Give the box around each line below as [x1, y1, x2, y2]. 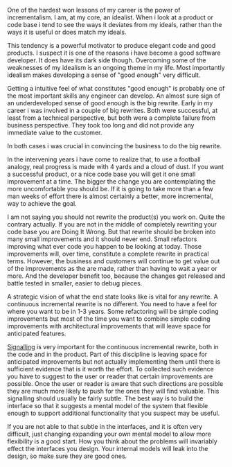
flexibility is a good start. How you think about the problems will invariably [7, 437, 218, 446]
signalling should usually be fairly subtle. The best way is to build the [7, 394, 204, 403]
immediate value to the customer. [7, 128, 102, 136]
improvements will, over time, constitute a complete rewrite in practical [7, 249, 209, 258]
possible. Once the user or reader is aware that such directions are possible [7, 380, 224, 387]
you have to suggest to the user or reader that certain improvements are [7, 372, 213, 380]
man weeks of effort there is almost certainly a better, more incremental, [7, 192, 213, 200]
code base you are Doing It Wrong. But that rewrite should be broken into [7, 228, 216, 236]
